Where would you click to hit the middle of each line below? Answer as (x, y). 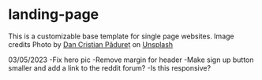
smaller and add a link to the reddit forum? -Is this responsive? (110, 67)
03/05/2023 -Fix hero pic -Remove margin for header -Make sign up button (131, 60)
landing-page (54, 15)
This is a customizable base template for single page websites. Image (121, 36)
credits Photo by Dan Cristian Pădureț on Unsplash (91, 44)
